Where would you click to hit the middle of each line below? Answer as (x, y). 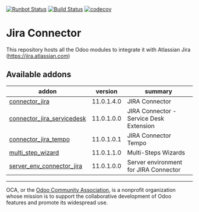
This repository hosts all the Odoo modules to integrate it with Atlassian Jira (98, 49)
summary (159, 91)
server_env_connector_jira (46, 166)
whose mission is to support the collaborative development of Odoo (89, 196)
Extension (141, 126)
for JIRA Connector (154, 169)
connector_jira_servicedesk (48, 118)
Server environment (155, 162)
